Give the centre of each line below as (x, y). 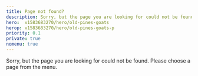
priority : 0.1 (24, 33)
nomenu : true (22, 44)
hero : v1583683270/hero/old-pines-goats (58, 22)
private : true (24, 39)
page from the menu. (32, 67)
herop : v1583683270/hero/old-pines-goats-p (60, 28)
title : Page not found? (35, 11)
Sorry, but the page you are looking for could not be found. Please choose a (98, 61)
